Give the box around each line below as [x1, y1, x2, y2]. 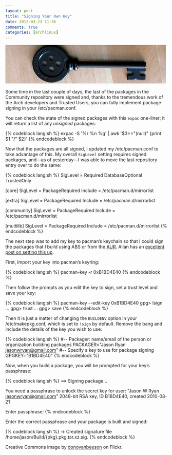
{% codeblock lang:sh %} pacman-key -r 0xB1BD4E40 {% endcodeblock [5, 269, 160, 275]
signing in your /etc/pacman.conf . [5, 105, 77, 111]
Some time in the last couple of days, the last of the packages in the [5, 89, 149, 95]
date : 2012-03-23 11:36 [5, 19, 56, 24]
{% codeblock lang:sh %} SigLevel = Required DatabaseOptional [5, 172, 142, 178]
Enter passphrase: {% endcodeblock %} [5, 409, 91, 415]
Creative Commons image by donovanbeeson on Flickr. [5, 444, 123, 450]
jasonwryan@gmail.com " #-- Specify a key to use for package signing [5, 347, 154, 353]
